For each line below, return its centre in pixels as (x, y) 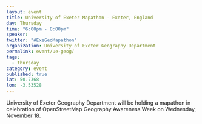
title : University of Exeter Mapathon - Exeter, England (80, 18)
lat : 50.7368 (23, 80)
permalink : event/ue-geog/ (40, 52)
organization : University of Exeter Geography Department (81, 46)
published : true (27, 74)
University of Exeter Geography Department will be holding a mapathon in (99, 103)
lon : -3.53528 (24, 86)
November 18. (24, 115)
